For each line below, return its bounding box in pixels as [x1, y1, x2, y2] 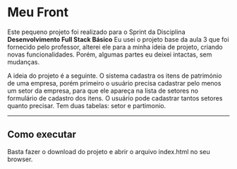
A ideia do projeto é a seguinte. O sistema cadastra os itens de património [7, 71, 222, 80]
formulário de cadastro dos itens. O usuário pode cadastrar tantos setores [7, 93, 223, 103]
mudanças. [7, 57, 40, 66]
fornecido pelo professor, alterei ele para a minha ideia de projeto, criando [7, 42, 224, 51]
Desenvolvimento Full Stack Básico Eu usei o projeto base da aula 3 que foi [7, 35, 229, 43]
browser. [7, 155, 33, 163]
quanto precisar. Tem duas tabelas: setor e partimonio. [7, 101, 166, 110]
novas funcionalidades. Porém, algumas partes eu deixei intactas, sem [7, 50, 212, 59]
